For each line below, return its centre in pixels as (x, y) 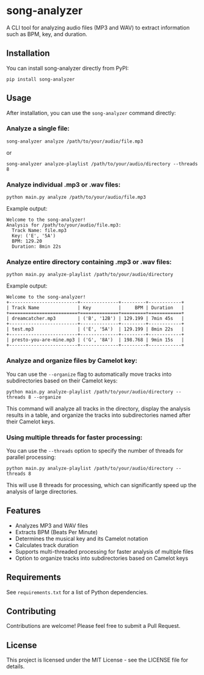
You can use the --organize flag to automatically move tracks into (89, 374)
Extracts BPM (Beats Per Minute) (56, 532)
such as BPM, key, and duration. (47, 34)
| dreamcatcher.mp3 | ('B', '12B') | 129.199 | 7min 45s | (95, 319)
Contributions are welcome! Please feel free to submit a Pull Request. (93, 626)
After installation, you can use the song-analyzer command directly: (91, 113)
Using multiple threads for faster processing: (75, 437)
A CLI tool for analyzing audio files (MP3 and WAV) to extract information (98, 28)
